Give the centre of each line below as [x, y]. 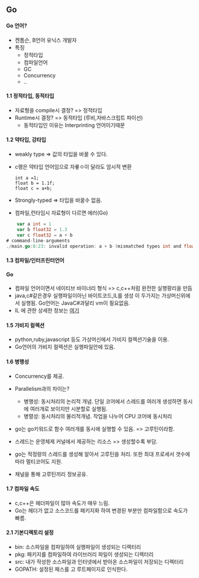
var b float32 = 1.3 [42, 229]
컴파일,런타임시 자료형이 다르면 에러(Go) [61, 213]
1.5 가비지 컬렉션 [25, 325]
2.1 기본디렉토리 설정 [30, 533]
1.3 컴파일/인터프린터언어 [35, 260]
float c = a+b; [33, 188]
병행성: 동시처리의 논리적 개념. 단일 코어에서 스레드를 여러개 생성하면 [102, 401]
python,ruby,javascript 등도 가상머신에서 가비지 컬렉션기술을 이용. [92, 339]
